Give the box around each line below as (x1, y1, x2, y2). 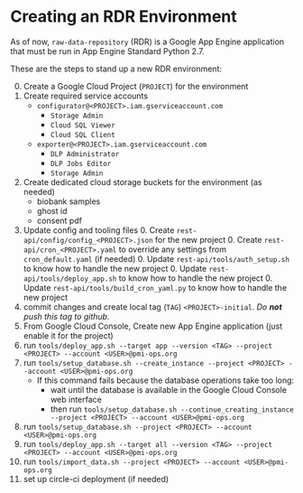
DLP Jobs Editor (50, 159, 112, 168)
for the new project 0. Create (154, 234, 262, 245)
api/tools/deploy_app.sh (23, 274, 117, 284)
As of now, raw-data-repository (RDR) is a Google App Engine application (10, 36, 285, 47)
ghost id (36, 205, 68, 216)
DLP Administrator (50, 149, 120, 159)
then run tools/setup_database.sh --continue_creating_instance (50, 404, 294, 414)
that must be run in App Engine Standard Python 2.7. (10, 45, 206, 56)
